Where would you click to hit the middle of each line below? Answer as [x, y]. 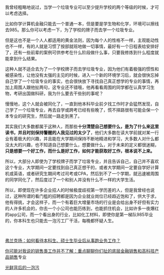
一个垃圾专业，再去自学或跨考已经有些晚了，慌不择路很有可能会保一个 [88, 110]
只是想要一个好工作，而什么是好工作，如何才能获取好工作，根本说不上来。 [80, 151]
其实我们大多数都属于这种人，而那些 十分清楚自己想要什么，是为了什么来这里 [82, 126]
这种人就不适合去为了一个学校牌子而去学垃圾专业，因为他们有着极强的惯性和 [82, 69]
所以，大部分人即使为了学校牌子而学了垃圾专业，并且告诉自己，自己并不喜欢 [82, 161]
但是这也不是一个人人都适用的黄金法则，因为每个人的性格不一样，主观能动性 [82, 40]
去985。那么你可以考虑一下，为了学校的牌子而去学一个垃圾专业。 [71, 30]
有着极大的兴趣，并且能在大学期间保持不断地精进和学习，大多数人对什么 [82, 139]
